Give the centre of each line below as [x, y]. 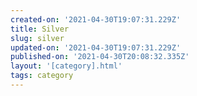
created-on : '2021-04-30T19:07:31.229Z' [96, 19]
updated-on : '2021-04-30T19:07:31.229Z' [96, 47]
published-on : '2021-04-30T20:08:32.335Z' [100, 57]
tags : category [42, 76]
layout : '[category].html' [66, 66]
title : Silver [40, 29]
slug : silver [37, 38]
